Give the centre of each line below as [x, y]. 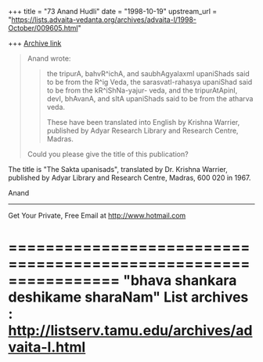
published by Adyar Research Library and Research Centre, [142, 130]
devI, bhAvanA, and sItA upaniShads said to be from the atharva [150, 99]
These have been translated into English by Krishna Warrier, [143, 122]
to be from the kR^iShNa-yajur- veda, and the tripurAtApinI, [142, 90]
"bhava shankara [180, 281]
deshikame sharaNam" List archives [128, 297]
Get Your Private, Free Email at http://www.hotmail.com [97, 216]
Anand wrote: [49, 59]
